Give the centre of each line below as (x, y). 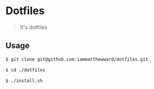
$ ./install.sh (24, 81)
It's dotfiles (34, 27)
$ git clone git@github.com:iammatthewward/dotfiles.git (77, 59)
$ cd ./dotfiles (25, 70)
